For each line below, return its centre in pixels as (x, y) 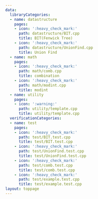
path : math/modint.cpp (42, 85)
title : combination (39, 76)
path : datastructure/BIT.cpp (49, 33)
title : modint (33, 90)
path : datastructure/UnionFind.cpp (56, 48)
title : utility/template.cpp (49, 114)
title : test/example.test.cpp (50, 184)
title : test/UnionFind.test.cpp (52, 156)
